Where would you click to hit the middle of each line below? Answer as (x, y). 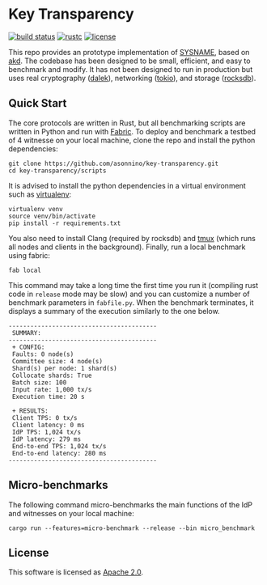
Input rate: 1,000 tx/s (52, 389)
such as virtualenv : (40, 194)
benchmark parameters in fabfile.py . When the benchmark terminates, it (131, 302)
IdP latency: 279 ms (47, 439)
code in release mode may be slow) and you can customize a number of (129, 294)
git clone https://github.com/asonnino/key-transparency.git (114, 163)
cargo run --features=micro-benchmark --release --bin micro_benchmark (131, 528)
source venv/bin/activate (52, 216)
